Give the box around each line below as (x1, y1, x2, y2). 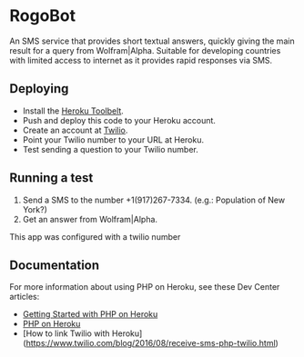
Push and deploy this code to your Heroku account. (22, 114, 217, 125)
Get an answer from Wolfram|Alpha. (22, 213, 157, 224)
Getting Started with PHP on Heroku (22, 309, 158, 320)
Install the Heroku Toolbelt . (22, 105, 125, 116)
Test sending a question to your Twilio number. (22, 144, 198, 154)
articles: (9, 292, 40, 302)
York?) (22, 203, 48, 214)
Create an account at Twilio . (22, 124, 128, 135)
